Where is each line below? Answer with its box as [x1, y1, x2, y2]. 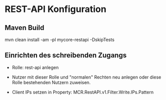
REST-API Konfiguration [5, 3, 106, 15]
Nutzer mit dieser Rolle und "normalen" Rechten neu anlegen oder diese [12, 74, 161, 80]
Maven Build [5, 23, 45, 32]
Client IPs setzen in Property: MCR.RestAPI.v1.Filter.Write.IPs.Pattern [12, 89, 154, 95]
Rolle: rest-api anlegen [12, 64, 59, 70]
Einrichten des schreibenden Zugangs [5, 51, 127, 59]
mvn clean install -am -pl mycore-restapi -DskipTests [5, 36, 115, 42]
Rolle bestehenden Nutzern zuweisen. [12, 79, 91, 85]
